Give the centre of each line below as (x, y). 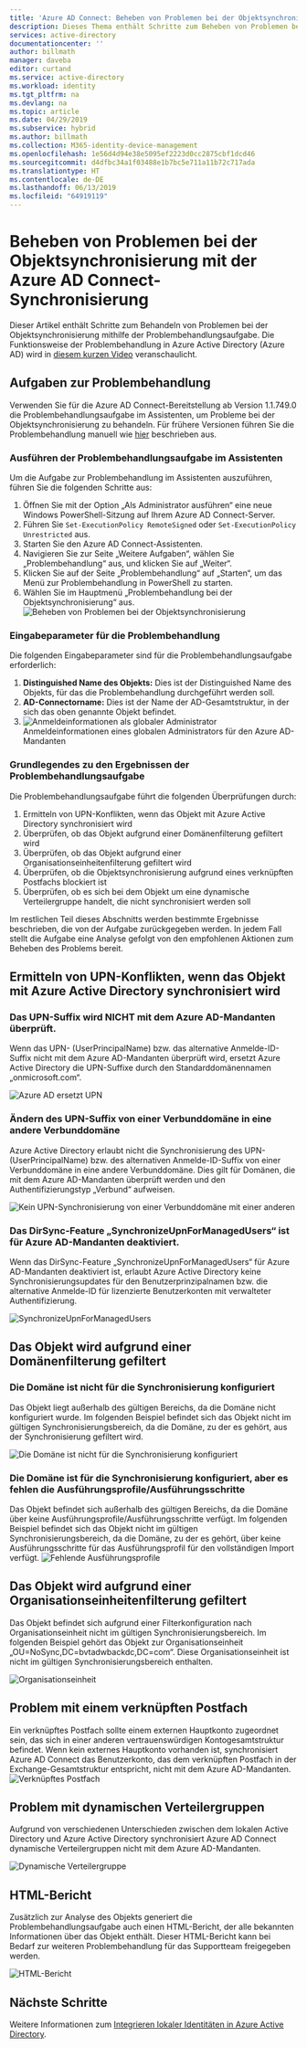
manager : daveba (40, 60)
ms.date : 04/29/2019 (49, 120)
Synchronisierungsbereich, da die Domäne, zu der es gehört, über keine (145, 1538)
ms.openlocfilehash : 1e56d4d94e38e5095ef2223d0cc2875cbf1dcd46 (132, 154)
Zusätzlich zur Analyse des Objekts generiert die (101, 1917)
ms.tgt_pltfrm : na (44, 94)
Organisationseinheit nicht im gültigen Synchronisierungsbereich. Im (138, 1632)
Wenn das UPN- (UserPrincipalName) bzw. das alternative (119, 1048)
